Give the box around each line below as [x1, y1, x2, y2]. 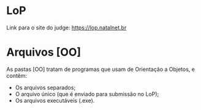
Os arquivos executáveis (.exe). [15, 97, 95, 104]
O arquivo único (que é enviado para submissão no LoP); [15, 90, 159, 98]
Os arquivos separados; [15, 84, 76, 91]
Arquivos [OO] [6, 45, 82, 59]
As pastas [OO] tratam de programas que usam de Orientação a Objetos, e [6, 65, 195, 73]
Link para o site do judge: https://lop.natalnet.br [6, 24, 127, 31]
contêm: [6, 71, 28, 79]
